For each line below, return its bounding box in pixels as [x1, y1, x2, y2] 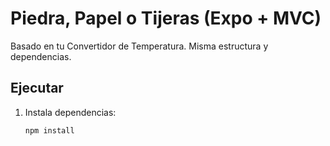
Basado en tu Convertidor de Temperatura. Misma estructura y [10, 40, 269, 52]
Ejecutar [10, 80, 64, 97]
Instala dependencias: [24, 106, 117, 118]
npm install [24, 125, 75, 136]
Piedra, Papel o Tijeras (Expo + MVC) [10, 7, 322, 30]
